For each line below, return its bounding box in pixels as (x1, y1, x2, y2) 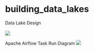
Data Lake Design (5, 20, 41, 26)
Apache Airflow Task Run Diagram (5, 40, 75, 46)
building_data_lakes (5, 3, 89, 15)
